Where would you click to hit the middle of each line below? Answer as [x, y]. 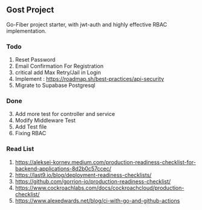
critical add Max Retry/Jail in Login [58, 72]
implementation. [26, 31]
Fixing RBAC [31, 133]
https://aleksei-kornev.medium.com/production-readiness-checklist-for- [106, 162]
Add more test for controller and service [65, 114]
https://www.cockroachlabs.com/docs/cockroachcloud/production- [99, 188]
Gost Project [30, 10]
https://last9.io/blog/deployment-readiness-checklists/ [83, 175]
